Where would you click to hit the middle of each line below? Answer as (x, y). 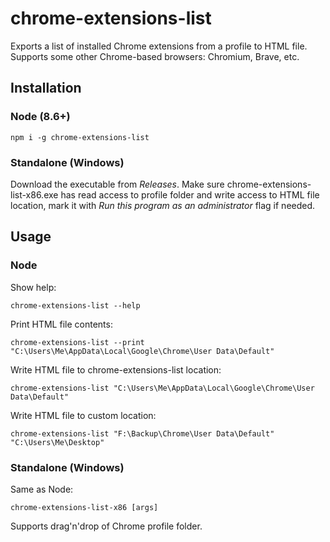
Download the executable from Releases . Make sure (117, 184)
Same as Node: (42, 489)
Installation (46, 88)
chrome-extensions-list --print (77, 342)
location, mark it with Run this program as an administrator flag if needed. (163, 205)
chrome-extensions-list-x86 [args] (84, 507)
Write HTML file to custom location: (83, 415)
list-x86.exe (34, 194)
